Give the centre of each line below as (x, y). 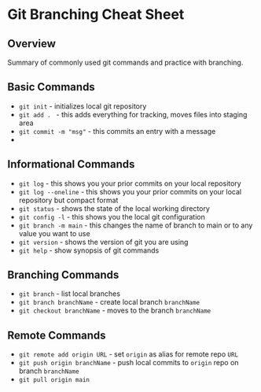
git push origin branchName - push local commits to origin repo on (129, 363)
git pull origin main (54, 380)
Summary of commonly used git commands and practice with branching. (125, 62)
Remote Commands (57, 335)
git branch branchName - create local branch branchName (109, 302)
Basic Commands (51, 87)
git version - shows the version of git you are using (103, 242)
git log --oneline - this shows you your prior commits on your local (130, 191)
